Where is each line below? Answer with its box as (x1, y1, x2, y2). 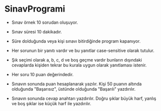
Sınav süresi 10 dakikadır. (11, 29, 62, 34)
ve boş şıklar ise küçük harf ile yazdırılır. (11, 100, 91, 106)
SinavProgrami (4, 3, 66, 15)
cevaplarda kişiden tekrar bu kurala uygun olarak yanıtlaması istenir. (11, 62, 147, 68)
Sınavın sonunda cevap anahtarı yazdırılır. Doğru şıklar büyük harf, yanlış (11, 95, 157, 101)
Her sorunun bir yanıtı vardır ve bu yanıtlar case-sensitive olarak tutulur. (11, 48, 155, 53)
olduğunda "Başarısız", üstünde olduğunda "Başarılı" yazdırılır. (11, 86, 136, 92)
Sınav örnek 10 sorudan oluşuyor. (11, 19, 78, 25)
